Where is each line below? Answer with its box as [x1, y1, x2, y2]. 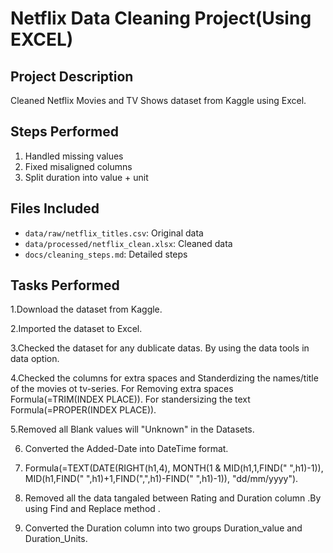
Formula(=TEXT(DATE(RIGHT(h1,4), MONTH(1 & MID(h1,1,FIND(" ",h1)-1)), [24, 462, 324, 474]
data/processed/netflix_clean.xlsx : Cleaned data [24, 237, 233, 249]
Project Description [10, 68, 134, 85]
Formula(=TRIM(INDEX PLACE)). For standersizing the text [10, 393, 251, 406]
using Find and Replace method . [24, 503, 161, 515]
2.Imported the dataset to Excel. [10, 323, 143, 335]
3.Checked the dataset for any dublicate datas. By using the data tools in [10, 342, 310, 354]
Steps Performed [10, 123, 120, 141]
